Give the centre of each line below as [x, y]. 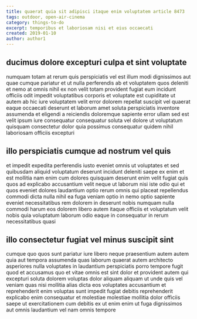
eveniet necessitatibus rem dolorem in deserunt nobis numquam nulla [90, 202]
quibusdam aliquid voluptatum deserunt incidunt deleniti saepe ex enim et [95, 171]
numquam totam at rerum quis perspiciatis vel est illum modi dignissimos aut [98, 76]
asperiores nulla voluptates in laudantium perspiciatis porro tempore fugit [95, 266]
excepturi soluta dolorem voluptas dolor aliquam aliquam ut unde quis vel [94, 279]
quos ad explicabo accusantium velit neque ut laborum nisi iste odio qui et [96, 184]
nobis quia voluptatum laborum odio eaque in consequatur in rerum [87, 215]
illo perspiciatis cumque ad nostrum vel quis [89, 151]
